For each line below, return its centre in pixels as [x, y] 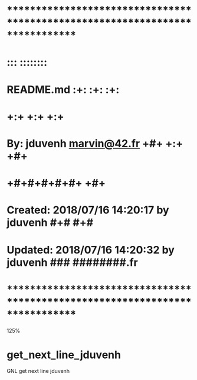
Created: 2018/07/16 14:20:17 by [88, 210]
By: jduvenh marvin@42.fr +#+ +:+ [95, 143]
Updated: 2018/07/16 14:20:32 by [91, 250]
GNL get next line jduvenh [38, 371]
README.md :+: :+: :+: [63, 90]
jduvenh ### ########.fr [72, 262]
